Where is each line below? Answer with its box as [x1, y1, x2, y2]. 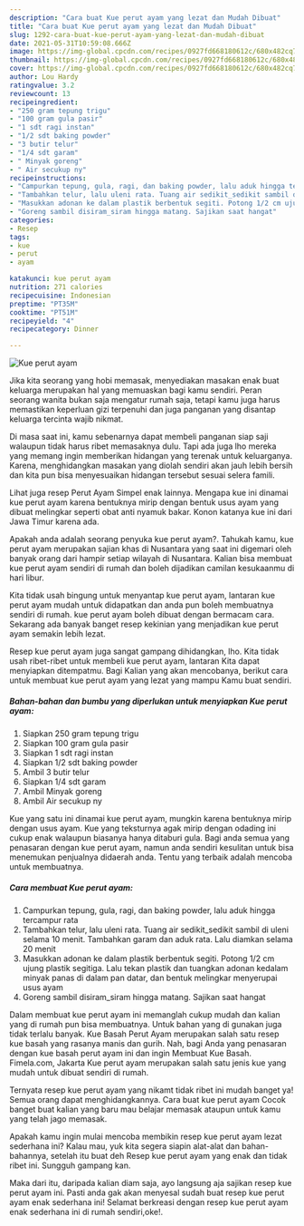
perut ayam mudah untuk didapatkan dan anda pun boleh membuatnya [9, 599, 274, 610]
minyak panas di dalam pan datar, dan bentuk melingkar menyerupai [22, 972, 278, 984]
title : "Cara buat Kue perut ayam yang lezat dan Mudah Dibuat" [9, 22, 257, 31]
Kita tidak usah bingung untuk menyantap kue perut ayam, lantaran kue [9, 590, 276, 601]
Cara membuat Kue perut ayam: [9, 881, 134, 893]
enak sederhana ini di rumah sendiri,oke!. [9, 1207, 164, 1218]
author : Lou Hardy [9, 73, 79, 82]
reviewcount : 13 [9, 89, 71, 98]
